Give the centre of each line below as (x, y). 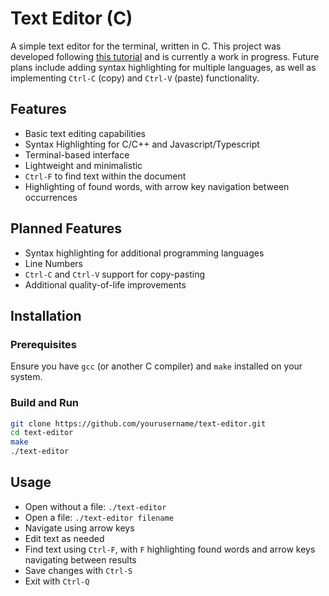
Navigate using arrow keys (79, 528)
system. (26, 377)
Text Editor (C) (71, 18)
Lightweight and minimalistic (83, 165)
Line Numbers (53, 263)
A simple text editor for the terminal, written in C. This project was (146, 46)
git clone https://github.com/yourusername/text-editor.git (138, 423)
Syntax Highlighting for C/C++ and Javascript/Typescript (142, 144)
